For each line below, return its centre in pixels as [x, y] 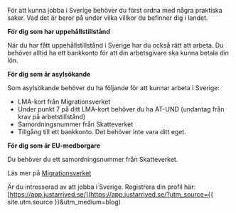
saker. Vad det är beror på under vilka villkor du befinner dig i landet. [108, 18]
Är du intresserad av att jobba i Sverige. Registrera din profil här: [102, 187]
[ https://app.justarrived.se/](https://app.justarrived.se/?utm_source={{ [111, 194]
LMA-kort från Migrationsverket [64, 102]
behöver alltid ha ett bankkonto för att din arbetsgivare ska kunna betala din [118, 53]
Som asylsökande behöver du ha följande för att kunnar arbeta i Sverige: [114, 88]
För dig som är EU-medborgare [54, 146]
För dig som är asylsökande [49, 74]
